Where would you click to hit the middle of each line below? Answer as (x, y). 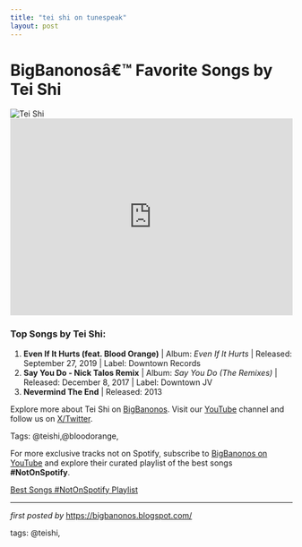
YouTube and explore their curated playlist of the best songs (121, 463)
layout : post (35, 26)
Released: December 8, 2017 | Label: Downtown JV (118, 382)
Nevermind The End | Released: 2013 (92, 391)
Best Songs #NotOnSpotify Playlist (74, 490)
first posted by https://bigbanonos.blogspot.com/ (101, 515)
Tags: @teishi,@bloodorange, (65, 436)
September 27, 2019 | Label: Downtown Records (112, 363)
